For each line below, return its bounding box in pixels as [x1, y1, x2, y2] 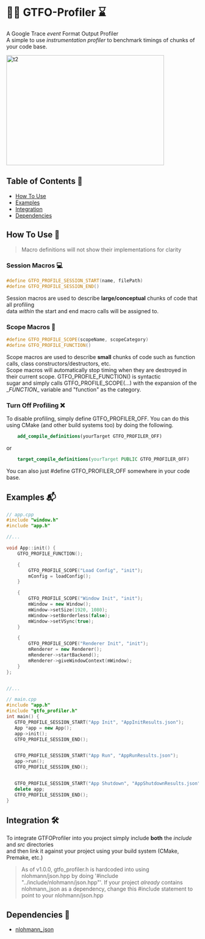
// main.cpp [6, 696, 37, 703]
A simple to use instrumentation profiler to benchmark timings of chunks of [6, 36, 195, 43]
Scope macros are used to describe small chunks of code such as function [6, 353, 195, 360]
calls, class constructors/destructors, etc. [6, 360, 111, 367]
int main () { [6, 714, 40, 720]
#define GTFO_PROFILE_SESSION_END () [6, 283, 99, 289]
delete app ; [14, 786, 45, 792]
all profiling [6, 301, 35, 308]
